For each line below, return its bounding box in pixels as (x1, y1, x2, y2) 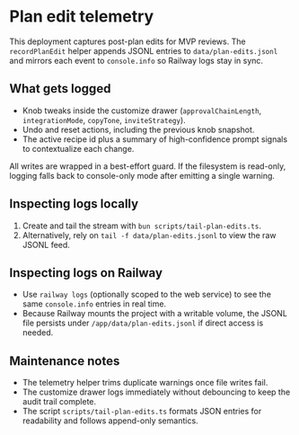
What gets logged (9, 81, 111, 96)
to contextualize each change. (22, 143, 135, 154)
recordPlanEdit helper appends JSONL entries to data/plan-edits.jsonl (9, 45, 278, 56)
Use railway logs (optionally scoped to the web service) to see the (22, 289, 272, 300)
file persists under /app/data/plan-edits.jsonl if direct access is (22, 317, 264, 329)
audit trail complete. (22, 396, 97, 407)
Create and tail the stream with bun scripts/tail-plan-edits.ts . (22, 220, 262, 231)
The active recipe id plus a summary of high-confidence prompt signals (22, 133, 288, 145)
